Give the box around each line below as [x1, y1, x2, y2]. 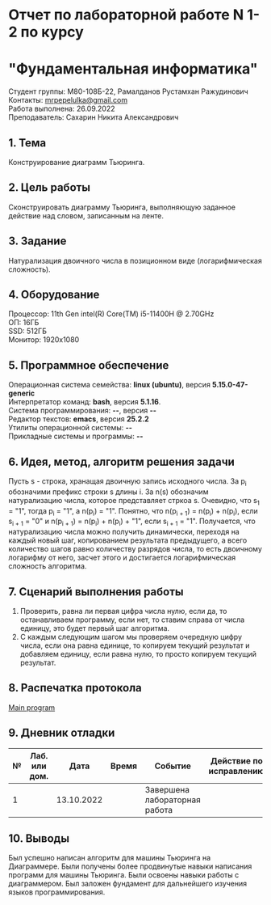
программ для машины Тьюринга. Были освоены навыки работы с [8, 870, 240, 880]
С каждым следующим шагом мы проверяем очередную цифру [19, 632, 243, 641]
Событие [154, 760, 192, 772]
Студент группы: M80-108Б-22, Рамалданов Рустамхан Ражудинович [8, 87, 248, 96]
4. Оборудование [8, 287, 100, 301]
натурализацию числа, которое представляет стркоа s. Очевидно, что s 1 [8, 495, 260, 507]
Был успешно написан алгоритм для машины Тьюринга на [8, 853, 211, 863]
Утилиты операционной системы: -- [8, 423, 133, 433]
